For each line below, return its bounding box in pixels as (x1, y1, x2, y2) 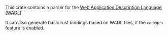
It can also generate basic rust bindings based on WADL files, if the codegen (5, 20, 163, 25)
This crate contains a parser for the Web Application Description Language (5, 5, 162, 10)
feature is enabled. (5, 25, 45, 31)
